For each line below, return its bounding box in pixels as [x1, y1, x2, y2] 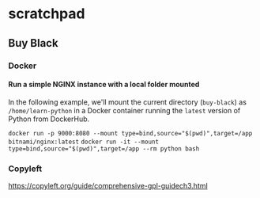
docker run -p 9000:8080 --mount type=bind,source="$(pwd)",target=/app [8, 129, 253, 137]
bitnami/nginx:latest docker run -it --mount [8, 138, 160, 146]
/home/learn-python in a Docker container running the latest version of [8, 105, 241, 115]
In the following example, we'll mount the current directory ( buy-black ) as [8, 97, 247, 107]
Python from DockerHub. [8, 114, 90, 124]
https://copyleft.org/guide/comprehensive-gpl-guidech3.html [8, 181, 208, 190]
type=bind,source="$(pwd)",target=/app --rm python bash [8, 144, 200, 153]
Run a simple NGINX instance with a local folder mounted [8, 80, 200, 89]
